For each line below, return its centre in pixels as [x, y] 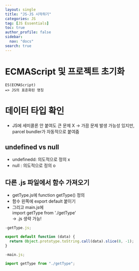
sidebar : [14, 37]
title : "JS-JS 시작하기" [28, 14]
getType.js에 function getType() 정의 [48, 195]
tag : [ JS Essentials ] [27, 23]
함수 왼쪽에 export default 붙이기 [44, 201]
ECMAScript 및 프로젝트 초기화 [65, 72]
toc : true [15, 28]
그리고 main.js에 [28, 208]
